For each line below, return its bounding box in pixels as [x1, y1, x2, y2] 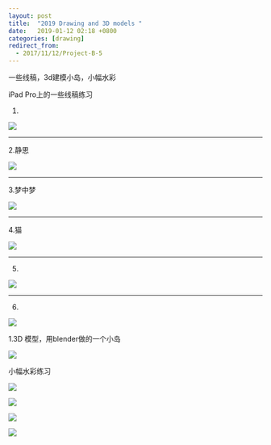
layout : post [8, 11, 52, 20]
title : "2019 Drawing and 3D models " [8, 19, 143, 27]
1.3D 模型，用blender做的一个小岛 [8, 334, 121, 343]
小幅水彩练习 [8, 367, 51, 376]
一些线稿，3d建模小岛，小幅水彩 [8, 73, 117, 82]
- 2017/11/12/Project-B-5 [15, 49, 103, 57]
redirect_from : [8, 42, 60, 50]
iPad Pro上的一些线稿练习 [8, 90, 94, 99]
